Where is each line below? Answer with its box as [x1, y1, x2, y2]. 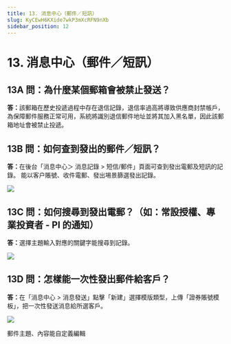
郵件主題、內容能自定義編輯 [7, 329, 86, 337]
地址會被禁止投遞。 [12, 121, 67, 129]
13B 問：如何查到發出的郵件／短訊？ [7, 142, 161, 155]
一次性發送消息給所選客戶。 [27, 301, 107, 310]
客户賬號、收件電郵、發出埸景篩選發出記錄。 [32, 171, 159, 180]
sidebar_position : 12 [7, 23, 69, 30]
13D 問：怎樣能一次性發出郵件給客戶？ [7, 273, 170, 286]
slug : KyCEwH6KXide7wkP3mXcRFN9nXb [7, 17, 109, 23]
